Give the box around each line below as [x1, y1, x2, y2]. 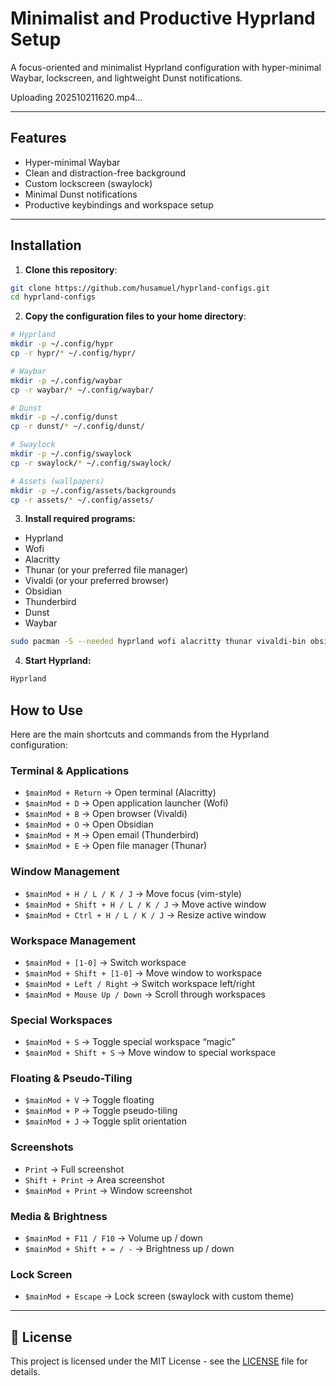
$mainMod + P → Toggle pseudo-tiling [24, 1105, 178, 1117]
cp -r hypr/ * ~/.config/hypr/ [10, 348, 137, 359]
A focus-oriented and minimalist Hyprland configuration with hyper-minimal [10, 61, 322, 73]
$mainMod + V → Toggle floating [24, 1094, 155, 1106]
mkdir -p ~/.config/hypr [10, 339, 114, 349]
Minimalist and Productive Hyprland [10, 7, 316, 30]
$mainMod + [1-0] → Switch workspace [24, 956, 187, 968]
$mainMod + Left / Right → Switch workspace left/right [24, 977, 256, 989]
